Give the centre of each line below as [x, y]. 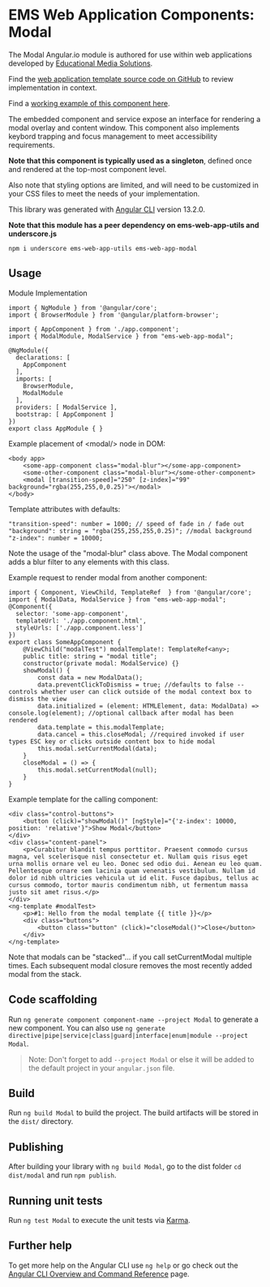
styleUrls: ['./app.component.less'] [79, 628]
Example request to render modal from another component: [108, 577]
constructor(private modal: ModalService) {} [101, 663]
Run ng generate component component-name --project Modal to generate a [134, 1019]
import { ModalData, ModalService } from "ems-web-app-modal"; [118, 599]
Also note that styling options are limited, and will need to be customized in [134, 185]
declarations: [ [43, 357]
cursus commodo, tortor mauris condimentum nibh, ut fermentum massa [129, 885]
